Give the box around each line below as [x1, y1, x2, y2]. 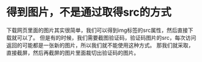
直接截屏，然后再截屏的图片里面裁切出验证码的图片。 [6, 49, 140, 56]
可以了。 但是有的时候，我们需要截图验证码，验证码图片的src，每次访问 [16, 34, 197, 41]
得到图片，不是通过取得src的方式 [6, 5, 172, 19]
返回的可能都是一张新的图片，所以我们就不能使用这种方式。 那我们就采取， [6, 42, 194, 49]
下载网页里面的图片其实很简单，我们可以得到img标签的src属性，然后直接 [6, 26, 188, 34]
